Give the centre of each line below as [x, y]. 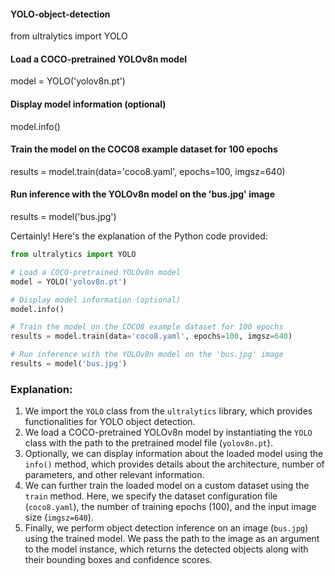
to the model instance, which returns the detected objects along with [166, 549]
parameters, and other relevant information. [114, 475]
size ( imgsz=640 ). [59, 517]
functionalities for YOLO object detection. [110, 422]
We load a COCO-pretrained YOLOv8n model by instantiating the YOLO [168, 432]
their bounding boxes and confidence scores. [118, 560]
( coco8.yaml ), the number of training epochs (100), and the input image [170, 507]
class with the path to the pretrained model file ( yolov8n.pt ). [148, 443]
